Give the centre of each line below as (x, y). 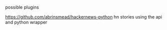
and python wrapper (26, 22)
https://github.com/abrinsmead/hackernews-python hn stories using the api (83, 17)
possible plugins (22, 7)
